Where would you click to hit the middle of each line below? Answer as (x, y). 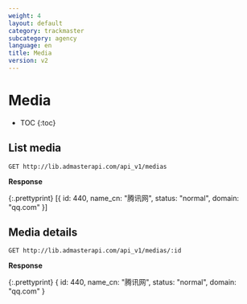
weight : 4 (25, 16)
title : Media (30, 53)
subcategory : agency (43, 38)
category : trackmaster (46, 31)
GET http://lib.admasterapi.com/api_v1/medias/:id (95, 251)
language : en (30, 46)
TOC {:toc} (38, 122)
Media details (43, 233)
